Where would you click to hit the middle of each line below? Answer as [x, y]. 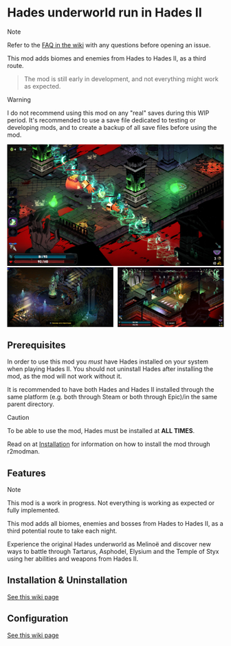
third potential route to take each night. [62, 531]
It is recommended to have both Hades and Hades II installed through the [111, 390]
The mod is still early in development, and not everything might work [121, 79]
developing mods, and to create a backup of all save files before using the [112, 127]
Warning [19, 99]
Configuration [38, 619]
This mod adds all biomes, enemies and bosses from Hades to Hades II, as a [115, 523]
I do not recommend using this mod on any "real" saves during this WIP [108, 113]
